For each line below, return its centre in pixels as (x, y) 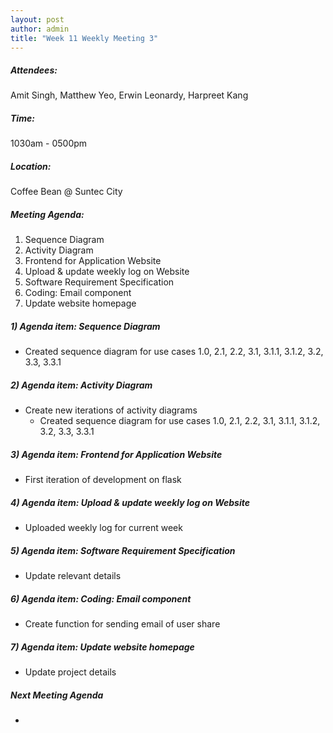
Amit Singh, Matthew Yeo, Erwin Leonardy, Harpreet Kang (129, 95)
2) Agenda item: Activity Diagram (81, 385)
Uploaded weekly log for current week (103, 528)
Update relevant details (73, 576)
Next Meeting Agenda (57, 695)
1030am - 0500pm (49, 143)
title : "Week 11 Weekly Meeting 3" (84, 38)
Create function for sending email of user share (122, 624)
